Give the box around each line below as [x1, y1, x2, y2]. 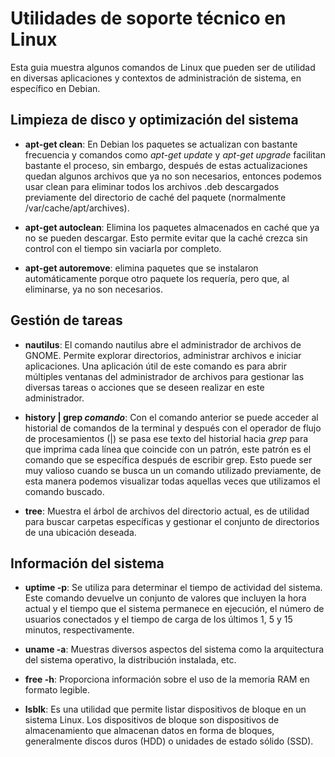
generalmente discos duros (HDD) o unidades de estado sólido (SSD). [24, 735, 314, 747]
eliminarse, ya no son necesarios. [24, 283, 163, 295]
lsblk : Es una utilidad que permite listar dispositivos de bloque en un [24, 703, 307, 716]
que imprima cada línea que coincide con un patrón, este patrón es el [24, 443, 312, 455]
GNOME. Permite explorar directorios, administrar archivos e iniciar [24, 349, 302, 361]
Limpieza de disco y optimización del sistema [10, 112, 299, 129]
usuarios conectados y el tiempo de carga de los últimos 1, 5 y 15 [24, 613, 293, 626]
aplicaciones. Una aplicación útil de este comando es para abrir [24, 360, 287, 372]
